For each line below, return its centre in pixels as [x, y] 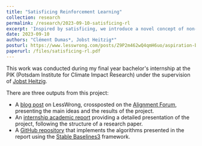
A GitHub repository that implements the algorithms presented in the [99, 130]
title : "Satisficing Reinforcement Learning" [64, 12]
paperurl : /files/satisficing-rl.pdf [54, 51]
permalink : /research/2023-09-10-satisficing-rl [68, 23]
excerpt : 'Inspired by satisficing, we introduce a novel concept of [95, 29]
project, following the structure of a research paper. [79, 124]
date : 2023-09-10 [28, 34]
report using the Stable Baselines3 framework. [72, 136]
